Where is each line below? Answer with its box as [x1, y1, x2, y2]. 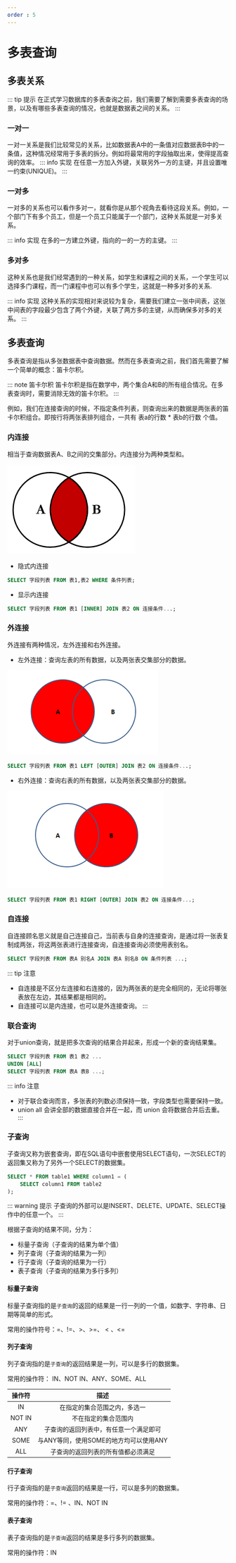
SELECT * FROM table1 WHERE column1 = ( [7, 1173, 128, 1180]
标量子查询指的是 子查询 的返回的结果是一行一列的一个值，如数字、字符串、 [7, 1301, 220, 1309]
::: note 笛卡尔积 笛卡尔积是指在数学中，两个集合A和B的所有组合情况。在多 [7, 380, 224, 389]
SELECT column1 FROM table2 [20, 1181, 102, 1188]
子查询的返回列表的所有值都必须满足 [50, 1447, 156, 1456]
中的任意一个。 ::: [13, 1210, 65, 1219]
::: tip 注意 [7, 969, 37, 977]
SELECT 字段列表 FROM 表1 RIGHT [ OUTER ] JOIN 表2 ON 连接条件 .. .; [7, 896, 195, 903]
